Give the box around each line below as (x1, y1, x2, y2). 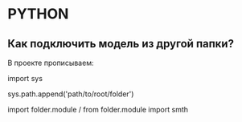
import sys (7, 74, 43, 83)
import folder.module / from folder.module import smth (7, 105, 189, 114)
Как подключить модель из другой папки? (7, 37, 235, 51)
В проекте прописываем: (7, 58, 94, 67)
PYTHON (7, 5, 69, 23)
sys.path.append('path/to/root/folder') (7, 89, 134, 99)
